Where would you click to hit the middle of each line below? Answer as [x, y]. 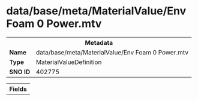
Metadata [99, 42]
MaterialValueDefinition [69, 62]
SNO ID [20, 72]
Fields [18, 89]
